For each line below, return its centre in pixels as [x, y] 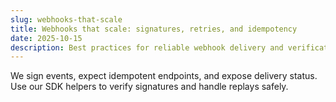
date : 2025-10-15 [46, 38]
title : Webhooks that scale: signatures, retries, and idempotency [154, 29]
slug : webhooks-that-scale [66, 19]
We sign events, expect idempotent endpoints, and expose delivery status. [164, 76]
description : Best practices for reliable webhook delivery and [147, 47]
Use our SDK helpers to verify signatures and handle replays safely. [149, 87]
